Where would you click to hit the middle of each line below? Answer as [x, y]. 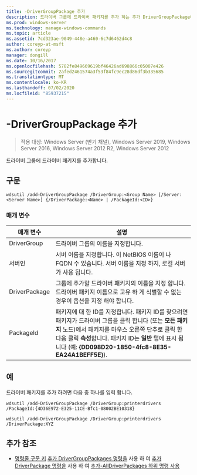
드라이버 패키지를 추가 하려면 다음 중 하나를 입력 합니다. [69, 392]
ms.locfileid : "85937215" [38, 93]
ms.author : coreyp [28, 50]
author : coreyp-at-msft [35, 45]
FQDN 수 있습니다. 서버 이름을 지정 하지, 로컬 [114, 263]
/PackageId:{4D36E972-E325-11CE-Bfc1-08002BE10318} [70, 409]
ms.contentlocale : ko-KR [36, 83]
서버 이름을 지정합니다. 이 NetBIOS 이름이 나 [113, 254]
